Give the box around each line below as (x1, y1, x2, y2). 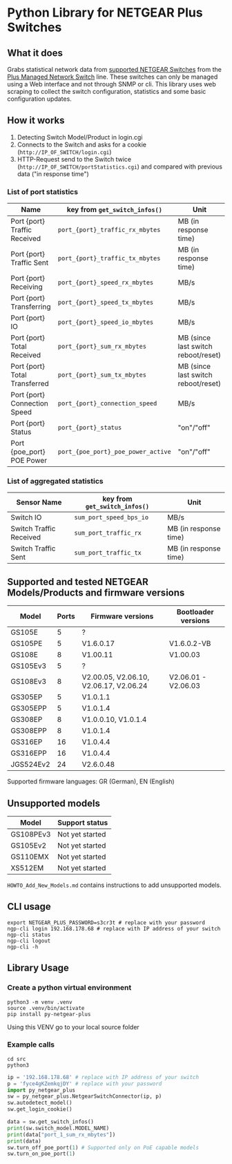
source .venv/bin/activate (7, 1004, 85, 1011)
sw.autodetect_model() (7, 1100, 72, 1107)
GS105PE (10, 639, 43, 649)
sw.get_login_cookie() (7, 1106, 72, 1113)
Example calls (7, 1040, 55, 1049)
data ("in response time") (17, 169, 90, 178)
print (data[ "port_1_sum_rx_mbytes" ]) (7, 1131, 116, 1138)
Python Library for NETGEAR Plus (7, 5, 203, 21)
